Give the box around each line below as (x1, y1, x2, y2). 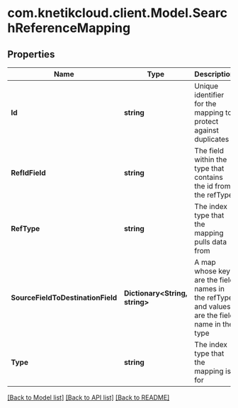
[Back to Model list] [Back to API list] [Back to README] (7, 393, 170, 402)
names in (194, 284, 225, 293)
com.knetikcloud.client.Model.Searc (7, 5, 228, 21)
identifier (194, 90, 225, 100)
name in (194, 319, 221, 329)
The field (194, 146, 225, 155)
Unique (194, 81, 219, 91)
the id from (194, 181, 231, 191)
